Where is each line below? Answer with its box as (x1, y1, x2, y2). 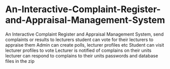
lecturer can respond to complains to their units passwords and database (5, 52, 158, 59)
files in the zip (5, 58, 35, 64)
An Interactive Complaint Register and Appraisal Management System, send (5, 31, 164, 37)
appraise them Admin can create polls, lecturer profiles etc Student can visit (5, 42, 164, 48)
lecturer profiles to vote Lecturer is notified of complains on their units (5, 47, 152, 53)
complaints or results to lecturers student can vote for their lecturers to (5, 37, 154, 43)
